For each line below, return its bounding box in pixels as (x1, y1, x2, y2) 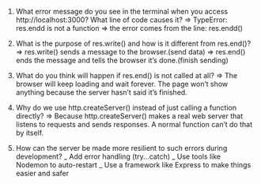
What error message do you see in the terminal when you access (15, 7, 228, 16)
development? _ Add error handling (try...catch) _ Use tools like (15, 152, 221, 161)
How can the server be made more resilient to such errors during (15, 144, 228, 152)
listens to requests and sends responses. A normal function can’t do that (15, 120, 253, 129)
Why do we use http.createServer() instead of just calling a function (15, 103, 237, 112)
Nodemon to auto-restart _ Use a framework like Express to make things (15, 160, 252, 169)
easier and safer (15, 169, 70, 178)
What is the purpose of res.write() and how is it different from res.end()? (15, 39, 252, 48)
